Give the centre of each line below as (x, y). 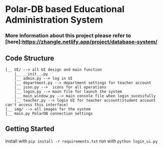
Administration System (54, 20)
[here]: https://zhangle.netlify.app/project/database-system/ (81, 42)
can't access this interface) (37, 105)
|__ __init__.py (31, 74)
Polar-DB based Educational (65, 9)
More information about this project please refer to (68, 36)
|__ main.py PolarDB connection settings (49, 113)
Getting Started (30, 129)
